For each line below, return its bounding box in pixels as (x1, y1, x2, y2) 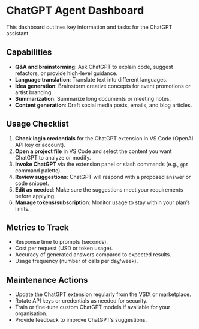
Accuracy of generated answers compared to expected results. (14, 251, 172, 258)
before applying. (14, 192, 56, 199)
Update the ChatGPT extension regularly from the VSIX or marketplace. (14, 291, 192, 298)
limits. (14, 205, 30, 212)
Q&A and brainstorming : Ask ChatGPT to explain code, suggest (14, 63, 173, 70)
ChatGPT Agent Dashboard (6, 4, 144, 17)
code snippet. (14, 180, 49, 187)
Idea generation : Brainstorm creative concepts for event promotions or (14, 82, 191, 89)
